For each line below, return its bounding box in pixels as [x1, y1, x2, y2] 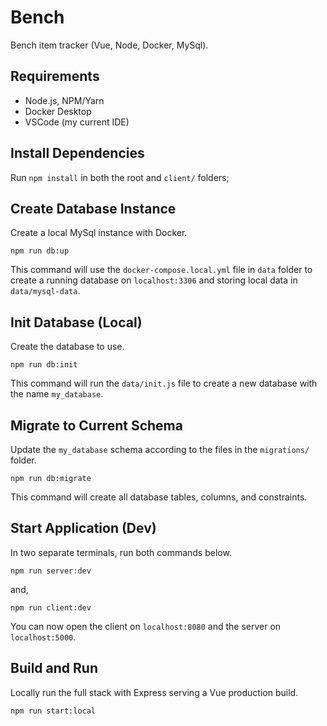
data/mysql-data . [10, 285, 81, 297]
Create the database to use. [10, 341, 125, 353]
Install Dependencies [10, 145, 145, 162]
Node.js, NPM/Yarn [24, 94, 105, 106]
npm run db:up [10, 246, 70, 256]
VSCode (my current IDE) [24, 116, 130, 128]
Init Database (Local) [10, 314, 143, 331]
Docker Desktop [24, 105, 92, 117]
